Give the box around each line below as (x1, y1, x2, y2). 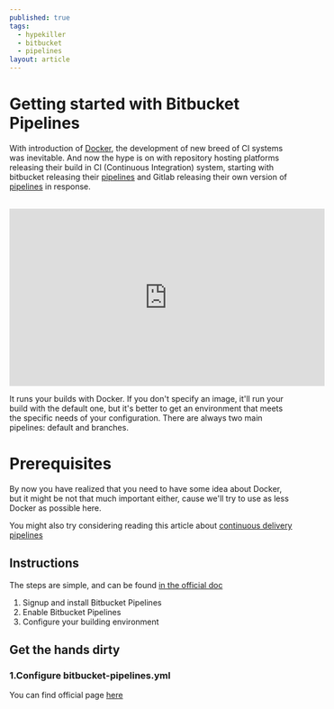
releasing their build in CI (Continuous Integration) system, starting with (9, 161, 275, 172)
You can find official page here (9, 690, 123, 701)
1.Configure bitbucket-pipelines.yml (9, 669, 171, 681)
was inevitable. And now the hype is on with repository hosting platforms (9, 152, 280, 163)
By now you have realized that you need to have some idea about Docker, (9, 483, 283, 494)
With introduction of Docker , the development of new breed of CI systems (9, 142, 284, 153)
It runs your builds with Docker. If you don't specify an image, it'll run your (9, 393, 284, 404)
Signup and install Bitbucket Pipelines (22, 596, 162, 608)
